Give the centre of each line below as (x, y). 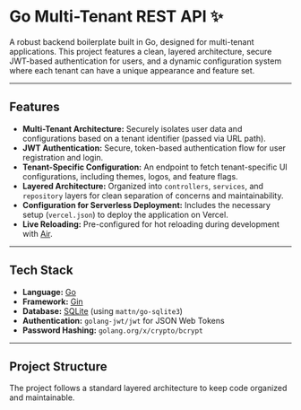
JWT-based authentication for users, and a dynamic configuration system (146, 61)
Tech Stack (41, 270)
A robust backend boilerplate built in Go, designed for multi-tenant (132, 41)
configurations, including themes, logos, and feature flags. (130, 176)
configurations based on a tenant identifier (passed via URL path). (144, 138)
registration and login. (63, 157)
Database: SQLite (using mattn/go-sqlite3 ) (103, 310)
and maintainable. (42, 397)
